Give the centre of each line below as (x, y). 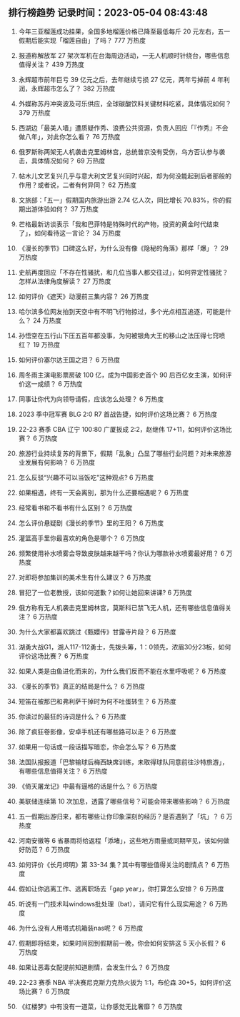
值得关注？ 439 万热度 (51, 64)
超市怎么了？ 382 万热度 (79, 88)
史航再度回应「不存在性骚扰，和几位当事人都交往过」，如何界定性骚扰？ (123, 272)
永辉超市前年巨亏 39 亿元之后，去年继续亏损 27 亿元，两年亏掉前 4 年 (121, 79)
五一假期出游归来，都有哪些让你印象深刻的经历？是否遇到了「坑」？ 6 (121, 816)
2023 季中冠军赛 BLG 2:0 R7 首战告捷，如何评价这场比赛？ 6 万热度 (118, 414)
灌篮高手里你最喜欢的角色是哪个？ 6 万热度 (82, 538)
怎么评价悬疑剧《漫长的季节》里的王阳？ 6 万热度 (91, 522)
